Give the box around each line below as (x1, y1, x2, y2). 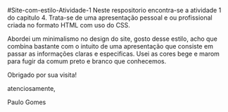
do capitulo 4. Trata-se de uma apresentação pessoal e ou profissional (7, 13, 213, 22)
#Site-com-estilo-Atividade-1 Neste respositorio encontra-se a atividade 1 (7, 6, 222, 14)
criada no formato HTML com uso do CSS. (7, 21, 130, 29)
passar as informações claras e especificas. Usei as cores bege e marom (7, 49, 220, 58)
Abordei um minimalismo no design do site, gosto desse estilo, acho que (7, 35, 218, 43)
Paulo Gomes (7, 98, 46, 106)
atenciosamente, (7, 85, 56, 92)
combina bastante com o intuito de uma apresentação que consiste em (7, 42, 213, 50)
